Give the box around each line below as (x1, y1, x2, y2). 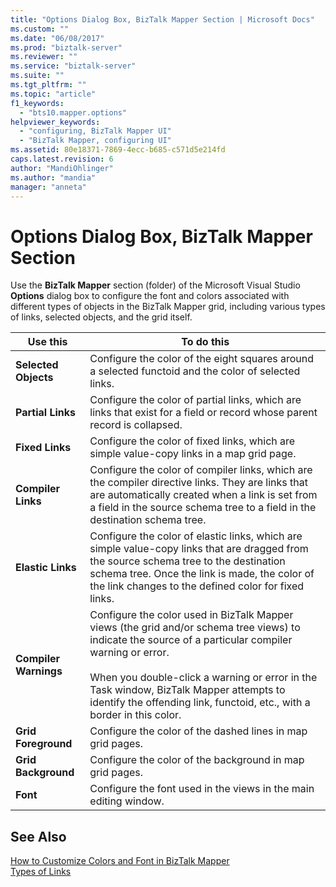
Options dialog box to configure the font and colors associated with (10, 290, 290, 302)
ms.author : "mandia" (10, 172, 97, 183)
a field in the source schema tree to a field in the (89, 501, 317, 515)
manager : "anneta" (10, 182, 87, 192)
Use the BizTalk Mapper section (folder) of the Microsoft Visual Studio (10, 279, 301, 291)
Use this (27, 335, 68, 349)
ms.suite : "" (10, 71, 65, 81)
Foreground (15, 737, 73, 751)
